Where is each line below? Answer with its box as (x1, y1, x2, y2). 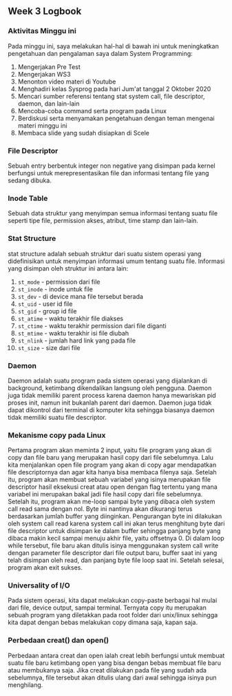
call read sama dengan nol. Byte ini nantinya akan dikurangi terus (8, 505, 193, 513)
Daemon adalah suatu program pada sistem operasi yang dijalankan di (8, 376, 207, 385)
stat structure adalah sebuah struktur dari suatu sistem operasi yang (8, 249, 202, 258)
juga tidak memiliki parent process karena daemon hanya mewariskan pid (8, 391, 216, 399)
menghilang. (8, 680, 43, 689)
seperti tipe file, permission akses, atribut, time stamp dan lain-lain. (8, 217, 199, 225)
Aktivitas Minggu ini (8, 26, 76, 36)
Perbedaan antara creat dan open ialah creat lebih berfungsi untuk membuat (8, 651, 225, 659)
